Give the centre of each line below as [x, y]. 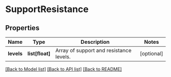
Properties [22, 28]
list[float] [39, 54]
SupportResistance [47, 9]
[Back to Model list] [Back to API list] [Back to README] [64, 69]
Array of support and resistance [93, 50]
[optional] [151, 54]
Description [95, 42]
